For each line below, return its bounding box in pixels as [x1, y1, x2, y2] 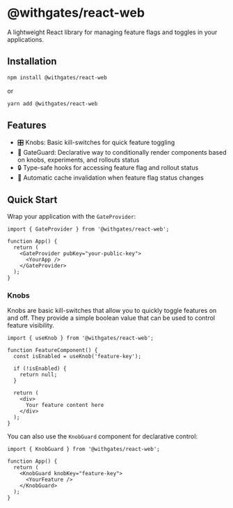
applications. [7, 35, 44, 43]
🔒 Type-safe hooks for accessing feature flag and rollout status [17, 164, 199, 172]
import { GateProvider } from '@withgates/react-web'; [7, 226, 170, 233]
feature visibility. [7, 321, 54, 330]
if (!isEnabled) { [13, 365, 67, 372]
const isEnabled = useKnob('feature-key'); [13, 353, 141, 360]
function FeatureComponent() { [7, 347, 98, 354]
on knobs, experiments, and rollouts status [17, 155, 140, 164]
